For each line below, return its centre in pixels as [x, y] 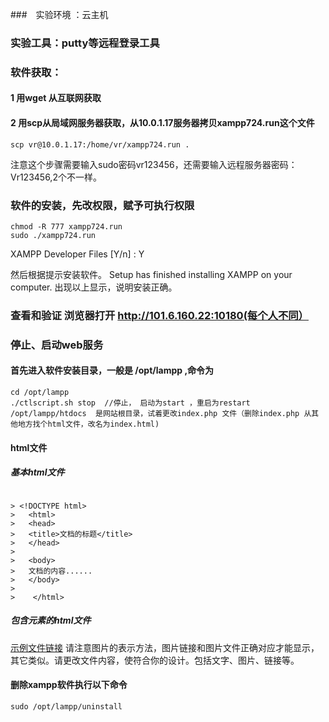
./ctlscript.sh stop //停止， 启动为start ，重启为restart [130, 403]
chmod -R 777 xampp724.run [66, 226]
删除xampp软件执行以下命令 [69, 685]
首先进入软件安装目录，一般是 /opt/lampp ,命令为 [112, 370]
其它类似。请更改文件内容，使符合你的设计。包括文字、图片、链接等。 [155, 660]
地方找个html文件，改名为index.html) [88, 424]
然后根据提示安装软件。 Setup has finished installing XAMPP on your [151, 274]
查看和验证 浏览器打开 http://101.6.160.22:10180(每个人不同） [159, 315]
